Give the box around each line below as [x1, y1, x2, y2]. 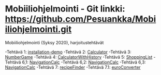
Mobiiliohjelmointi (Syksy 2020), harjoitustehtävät [5, 39, 104, 45]
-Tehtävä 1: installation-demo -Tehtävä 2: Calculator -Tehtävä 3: [5, 49, 132, 55]
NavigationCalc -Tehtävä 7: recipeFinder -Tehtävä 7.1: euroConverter [5, 64, 141, 70]
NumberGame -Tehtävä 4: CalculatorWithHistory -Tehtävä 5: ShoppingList [5, 54, 153, 60]
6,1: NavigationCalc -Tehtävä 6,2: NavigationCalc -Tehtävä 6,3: [22, 59, 146, 65]
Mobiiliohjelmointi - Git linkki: [5, 3, 126, 14]
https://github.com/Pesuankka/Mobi [5, 13, 156, 25]
